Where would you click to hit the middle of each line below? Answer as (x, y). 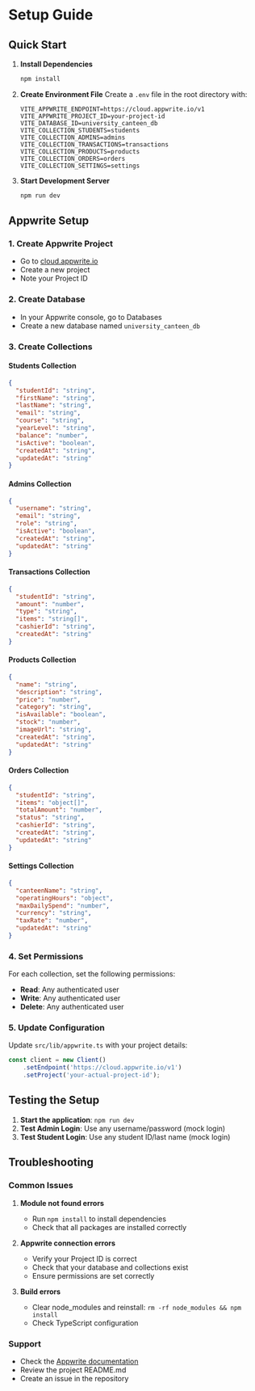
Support (25, 1343)
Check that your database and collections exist (110, 1267)
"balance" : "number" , (52, 435)
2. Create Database (47, 299)
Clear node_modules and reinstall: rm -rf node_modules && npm (137, 1307)
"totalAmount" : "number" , (59, 810)
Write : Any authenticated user (70, 998)
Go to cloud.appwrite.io (59, 261)
